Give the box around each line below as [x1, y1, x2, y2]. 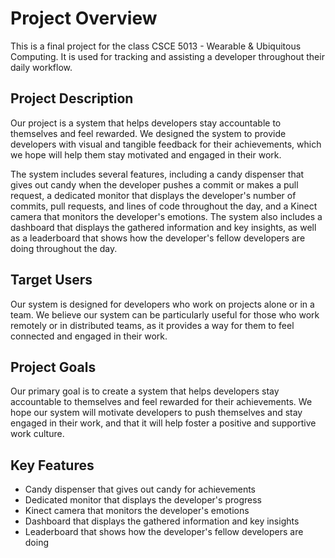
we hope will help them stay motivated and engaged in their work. [10, 148, 282, 161]
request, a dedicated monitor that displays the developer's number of [10, 189, 297, 201]
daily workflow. [10, 61, 73, 73]
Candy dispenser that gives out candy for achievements [24, 483, 257, 496]
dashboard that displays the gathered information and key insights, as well [10, 221, 317, 233]
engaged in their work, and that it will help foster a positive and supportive [10, 417, 317, 429]
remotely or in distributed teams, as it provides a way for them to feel [10, 319, 295, 331]
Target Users [10, 272, 93, 289]
